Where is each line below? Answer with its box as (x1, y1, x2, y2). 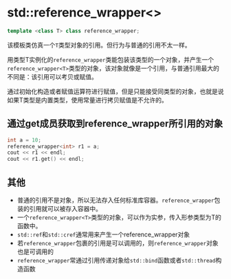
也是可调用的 (16, 247, 54, 256)
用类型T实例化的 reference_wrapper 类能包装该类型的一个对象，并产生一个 (7, 55, 214, 63)
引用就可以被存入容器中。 (29, 204, 102, 212)
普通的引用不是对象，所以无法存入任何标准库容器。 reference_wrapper (16, 196, 214, 204)
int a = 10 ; (7, 136, 41, 144)
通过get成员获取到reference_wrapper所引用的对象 (7, 118, 223, 130)
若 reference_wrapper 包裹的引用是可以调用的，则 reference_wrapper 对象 (16, 238, 219, 247)
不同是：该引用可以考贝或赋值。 (7, 72, 98, 80)
